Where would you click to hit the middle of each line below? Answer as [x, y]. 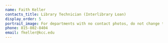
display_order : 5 [23, 19]
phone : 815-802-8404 [27, 28]
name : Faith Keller [25, 10]
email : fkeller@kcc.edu [30, 33]
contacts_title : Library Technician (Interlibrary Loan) [66, 14]
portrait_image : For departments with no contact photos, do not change [82, 23]
